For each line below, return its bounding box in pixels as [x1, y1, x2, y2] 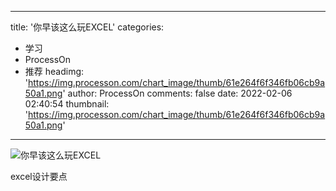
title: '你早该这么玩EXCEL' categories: [10, 21, 165, 33]
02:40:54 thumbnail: [24, 98, 110, 110]
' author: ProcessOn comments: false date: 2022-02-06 [62, 87, 293, 99]
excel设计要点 [10, 171, 68, 182]
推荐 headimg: [24, 66, 85, 77]
